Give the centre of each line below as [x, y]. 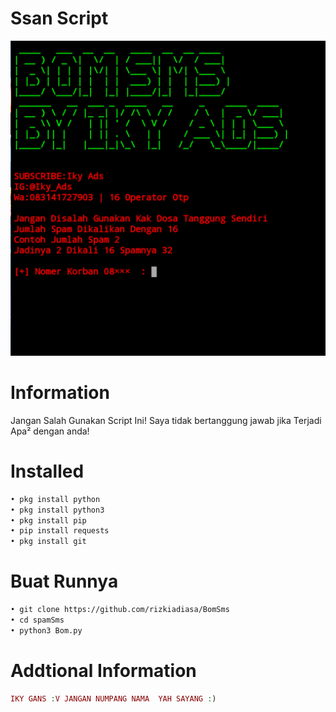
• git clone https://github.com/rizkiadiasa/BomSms [120, 610]
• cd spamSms [37, 620]
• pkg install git [48, 542]
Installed [47, 471]
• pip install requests [60, 531]
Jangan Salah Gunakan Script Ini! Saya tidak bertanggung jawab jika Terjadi [166, 420]
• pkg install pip [48, 520]
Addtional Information [103, 670]
